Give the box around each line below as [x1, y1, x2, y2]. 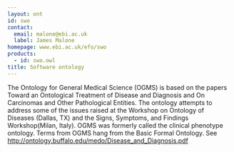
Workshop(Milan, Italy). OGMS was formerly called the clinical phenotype [7, 121, 223, 129]
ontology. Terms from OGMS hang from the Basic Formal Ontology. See [7, 128, 218, 137]
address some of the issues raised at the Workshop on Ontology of [7, 106, 205, 114]
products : [7, 51, 37, 58]
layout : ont [7, 10, 43, 18]
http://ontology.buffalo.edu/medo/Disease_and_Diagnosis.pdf [7, 136, 189, 145]
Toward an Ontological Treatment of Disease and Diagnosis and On [7, 91, 205, 99]
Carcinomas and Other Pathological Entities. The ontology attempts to [7, 98, 213, 107]
